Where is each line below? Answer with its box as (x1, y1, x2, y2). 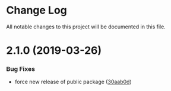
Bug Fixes (6, 65, 36, 73)
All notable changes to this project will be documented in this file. (6, 23, 166, 30)
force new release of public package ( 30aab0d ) (14, 78, 132, 86)
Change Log (6, 4, 67, 17)
